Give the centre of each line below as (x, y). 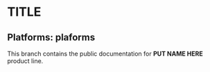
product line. (25, 61)
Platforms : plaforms (51, 37)
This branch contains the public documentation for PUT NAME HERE (105, 53)
